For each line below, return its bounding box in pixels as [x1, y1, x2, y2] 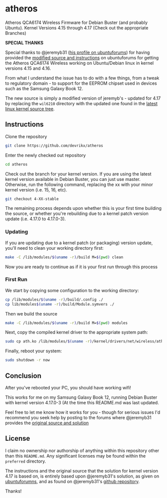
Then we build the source [5, 311, 58, 317]
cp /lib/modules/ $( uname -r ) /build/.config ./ [5, 297, 103, 302]
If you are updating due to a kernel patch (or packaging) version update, [5, 240, 153, 246]
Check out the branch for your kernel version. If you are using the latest [5, 170, 152, 177]
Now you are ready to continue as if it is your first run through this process [5, 264, 158, 270]
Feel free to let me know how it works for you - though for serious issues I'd [5, 409, 161, 415]
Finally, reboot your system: [5, 348, 62, 354]
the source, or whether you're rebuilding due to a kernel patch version [5, 210, 149, 217]
